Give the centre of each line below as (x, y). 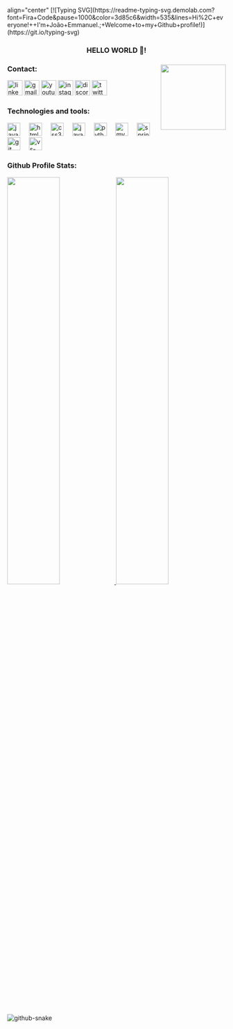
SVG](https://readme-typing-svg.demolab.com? (146, 10)
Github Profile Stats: (42, 166)
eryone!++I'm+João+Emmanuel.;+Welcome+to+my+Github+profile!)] (106, 25)
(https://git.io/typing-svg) (43, 32)
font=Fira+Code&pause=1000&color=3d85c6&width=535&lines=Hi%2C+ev (115, 17)
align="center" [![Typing (42, 10)
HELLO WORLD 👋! (116, 50)
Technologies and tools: (49, 111)
